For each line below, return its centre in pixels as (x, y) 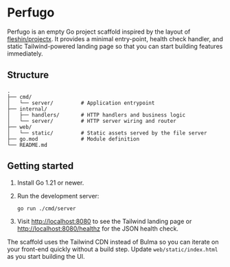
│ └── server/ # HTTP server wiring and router (92, 121)
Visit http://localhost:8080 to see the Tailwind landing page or (104, 222)
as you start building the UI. (46, 257)
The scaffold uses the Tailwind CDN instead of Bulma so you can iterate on (113, 242)
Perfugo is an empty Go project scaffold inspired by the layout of (99, 32)
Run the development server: (58, 196)
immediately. (25, 54)
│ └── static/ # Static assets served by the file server (107, 133)
